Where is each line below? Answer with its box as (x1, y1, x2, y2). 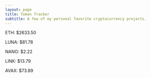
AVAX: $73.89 (5, 68, 34, 74)
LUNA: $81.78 (5, 39, 34, 45)
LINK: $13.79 (5, 58, 31, 64)
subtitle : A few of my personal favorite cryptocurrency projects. (5, 16, 147, 21)
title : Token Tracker (5, 12, 50, 17)
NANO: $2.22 (5, 49, 33, 54)
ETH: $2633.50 (5, 30, 36, 36)
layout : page (5, 7, 32, 12)
